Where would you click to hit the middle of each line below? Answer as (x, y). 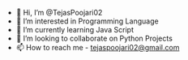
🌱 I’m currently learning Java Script (75, 30)
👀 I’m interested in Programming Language (88, 21)
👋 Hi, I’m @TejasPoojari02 (59, 13)
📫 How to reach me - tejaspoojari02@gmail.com (98, 47)
